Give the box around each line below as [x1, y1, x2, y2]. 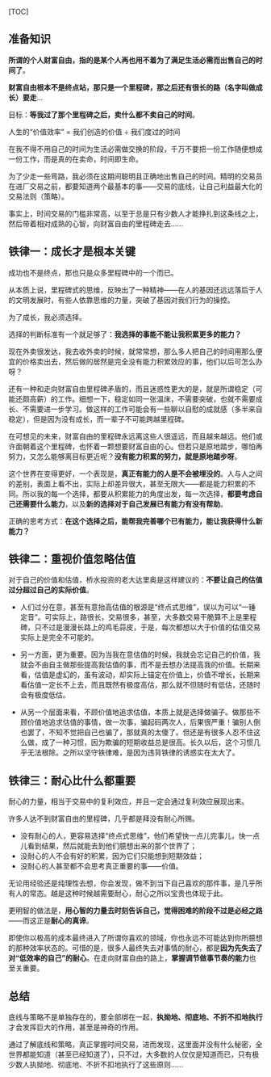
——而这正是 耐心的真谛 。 [8, 916, 94, 926]
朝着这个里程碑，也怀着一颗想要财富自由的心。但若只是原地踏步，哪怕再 [22, 441, 263, 451]
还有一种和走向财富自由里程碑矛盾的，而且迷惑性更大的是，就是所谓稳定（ [8, 384, 256, 393]
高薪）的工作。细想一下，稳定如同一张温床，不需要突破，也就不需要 [29, 393, 256, 403]
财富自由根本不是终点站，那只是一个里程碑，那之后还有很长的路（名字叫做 [8, 82, 256, 92]
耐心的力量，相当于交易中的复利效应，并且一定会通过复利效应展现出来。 [8, 797, 248, 806]
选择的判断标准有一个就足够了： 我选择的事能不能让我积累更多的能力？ [8, 329, 242, 339]
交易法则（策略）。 [8, 191, 69, 201]
